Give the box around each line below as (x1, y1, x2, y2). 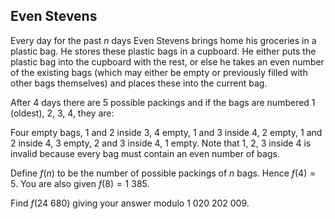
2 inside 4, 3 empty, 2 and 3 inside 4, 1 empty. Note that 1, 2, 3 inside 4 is (10, 137, 312, 149)
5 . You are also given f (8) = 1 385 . (10, 177, 150, 189)
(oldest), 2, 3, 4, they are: (10, 107, 115, 119)
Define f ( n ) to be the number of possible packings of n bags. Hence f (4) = (10, 167, 317, 179)
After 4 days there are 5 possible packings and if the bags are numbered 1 (10, 96, 316, 108)
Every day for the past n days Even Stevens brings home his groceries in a (10, 34, 317, 46)
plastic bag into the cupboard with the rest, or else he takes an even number (10, 55, 325, 68)
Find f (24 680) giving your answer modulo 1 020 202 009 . (10, 197, 250, 209)
